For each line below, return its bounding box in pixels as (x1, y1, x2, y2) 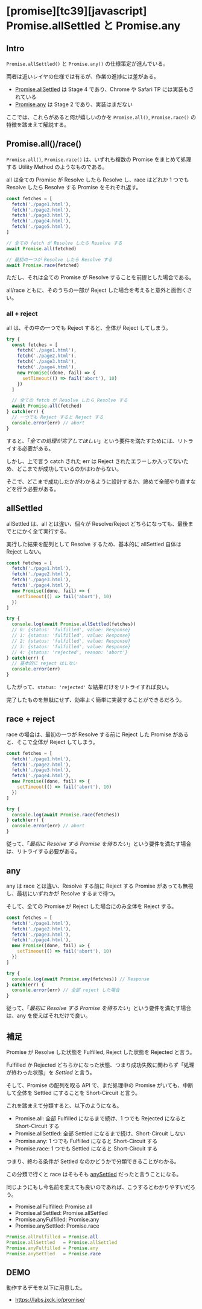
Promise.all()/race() (6, 139, 82, 149)
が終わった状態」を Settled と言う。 (6, 1068, 95, 1076)
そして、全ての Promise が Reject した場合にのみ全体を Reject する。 (6, 903, 177, 910)
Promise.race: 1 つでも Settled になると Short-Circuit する (14, 1144, 158, 1152)
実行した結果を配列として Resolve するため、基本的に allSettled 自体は (6, 540, 182, 547)
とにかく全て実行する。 (11, 528, 70, 535)
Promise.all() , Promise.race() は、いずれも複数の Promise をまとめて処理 (6, 156, 192, 163)
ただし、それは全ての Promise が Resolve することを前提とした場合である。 (6, 274, 195, 281)
